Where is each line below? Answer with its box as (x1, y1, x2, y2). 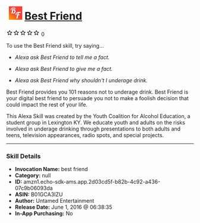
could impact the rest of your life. (6, 101, 88, 108)
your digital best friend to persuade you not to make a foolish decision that (6, 94, 189, 101)
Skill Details (6, 152, 41, 160)
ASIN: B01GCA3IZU (14, 191, 63, 198)
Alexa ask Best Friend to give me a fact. (14, 65, 113, 72)
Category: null (14, 172, 51, 179)
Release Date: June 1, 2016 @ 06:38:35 (14, 203, 112, 211)
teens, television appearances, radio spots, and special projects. (6, 131, 164, 138)
